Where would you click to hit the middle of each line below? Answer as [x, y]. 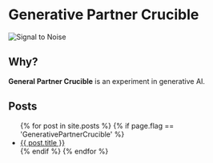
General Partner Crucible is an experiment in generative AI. [107, 81]
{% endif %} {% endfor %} [64, 151]
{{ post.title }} [42, 142]
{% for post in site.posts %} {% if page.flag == [97, 125]
